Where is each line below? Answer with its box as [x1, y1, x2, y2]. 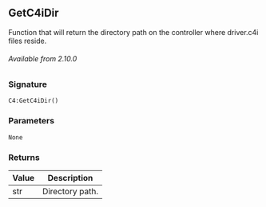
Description [47, 172, 93, 183]
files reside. [8, 36, 47, 45]
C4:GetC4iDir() [8, 97, 59, 105]
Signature [8, 79, 48, 90]
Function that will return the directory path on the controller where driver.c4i [8, 27, 259, 37]
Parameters [8, 115, 54, 127]
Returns [8, 151, 40, 162]
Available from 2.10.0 [8, 54, 77, 64]
